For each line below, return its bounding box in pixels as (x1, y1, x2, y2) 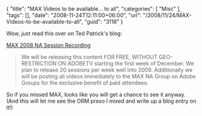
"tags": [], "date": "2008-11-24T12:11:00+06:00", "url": (6, 12, 142, 19)
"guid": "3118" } (84, 18, 123, 25)
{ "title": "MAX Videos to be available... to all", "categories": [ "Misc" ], (6, 5, 181, 12)
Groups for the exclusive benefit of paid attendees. (21, 79, 149, 86)
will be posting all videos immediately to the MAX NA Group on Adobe (21, 73, 196, 80)
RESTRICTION (21, 60, 57, 67)
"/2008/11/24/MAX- (143, 12, 192, 19)
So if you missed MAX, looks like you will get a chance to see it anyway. (6, 91, 186, 98)
